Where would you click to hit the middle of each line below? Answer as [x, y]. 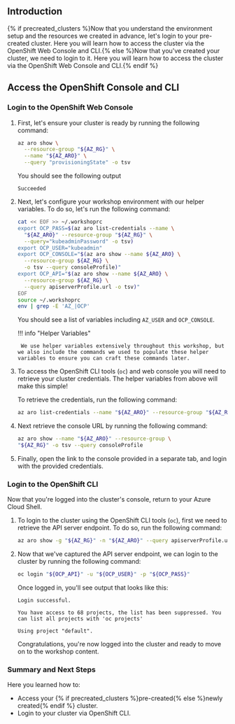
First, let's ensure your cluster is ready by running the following [108, 122]
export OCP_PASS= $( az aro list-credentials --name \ [96, 228]
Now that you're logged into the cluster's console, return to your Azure [109, 499]
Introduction [35, 12]
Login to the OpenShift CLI [53, 484]
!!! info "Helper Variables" [54, 333]
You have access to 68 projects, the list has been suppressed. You [119, 612]
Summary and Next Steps [52, 669]
